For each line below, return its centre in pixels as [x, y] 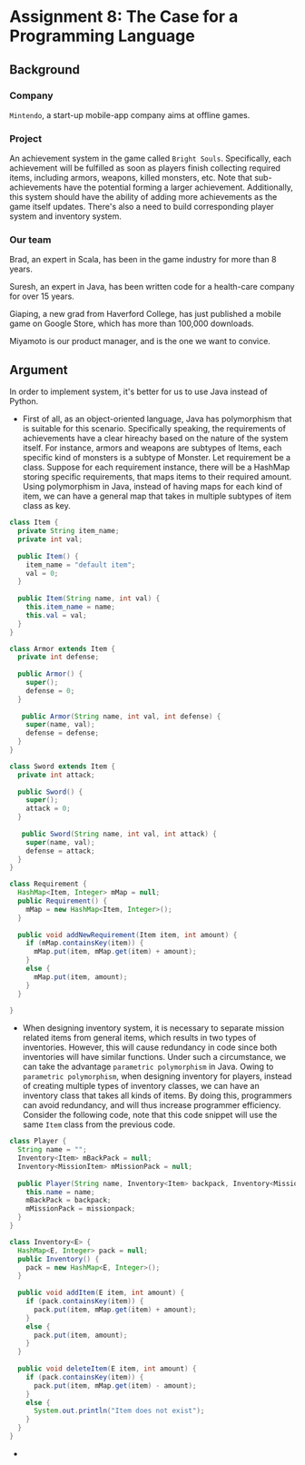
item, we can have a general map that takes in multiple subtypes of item [157, 496]
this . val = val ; [57, 615]
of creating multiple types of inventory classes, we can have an [141, 1086]
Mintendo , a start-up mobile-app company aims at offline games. [130, 114]
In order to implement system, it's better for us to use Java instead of [138, 391]
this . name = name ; [60, 1192]
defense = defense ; [63, 733]
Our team [30, 240]
